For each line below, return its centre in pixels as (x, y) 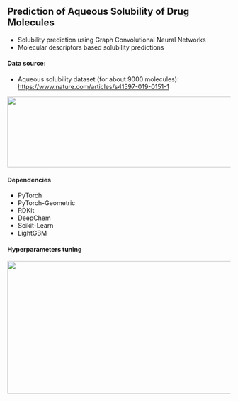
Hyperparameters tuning (45, 249)
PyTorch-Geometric (46, 203)
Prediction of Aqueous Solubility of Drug (98, 12)
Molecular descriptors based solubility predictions (91, 47)
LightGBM (32, 233)
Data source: (27, 64)
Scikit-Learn (35, 226)
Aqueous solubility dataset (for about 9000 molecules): (98, 79)
